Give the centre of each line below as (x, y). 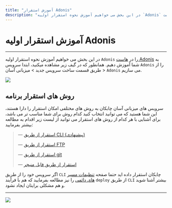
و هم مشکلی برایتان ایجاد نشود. (35, 185)
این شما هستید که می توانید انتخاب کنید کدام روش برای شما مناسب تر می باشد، (81, 114)
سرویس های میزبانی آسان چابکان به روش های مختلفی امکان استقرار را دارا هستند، (84, 108)
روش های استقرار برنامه (40, 96)
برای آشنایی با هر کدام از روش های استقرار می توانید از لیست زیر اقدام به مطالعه (83, 119)
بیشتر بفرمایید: (19, 125)
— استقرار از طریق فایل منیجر (47, 164)
